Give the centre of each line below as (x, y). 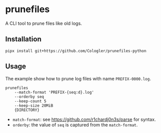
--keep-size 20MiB (34, 105)
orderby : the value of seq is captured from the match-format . (75, 124)
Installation (23, 39)
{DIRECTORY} (27, 110)
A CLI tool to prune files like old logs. (44, 23)
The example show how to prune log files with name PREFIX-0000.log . (78, 78)
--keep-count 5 (30, 101)
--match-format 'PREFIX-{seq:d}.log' (54, 92)
